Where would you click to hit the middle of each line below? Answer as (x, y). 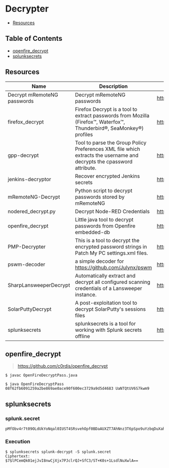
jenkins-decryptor (29, 179)
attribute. (86, 168)
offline (82, 336)
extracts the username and (107, 155)
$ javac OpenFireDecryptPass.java (41, 375)
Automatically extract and (105, 275)
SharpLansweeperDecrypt (39, 285)
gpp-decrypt (23, 155)
